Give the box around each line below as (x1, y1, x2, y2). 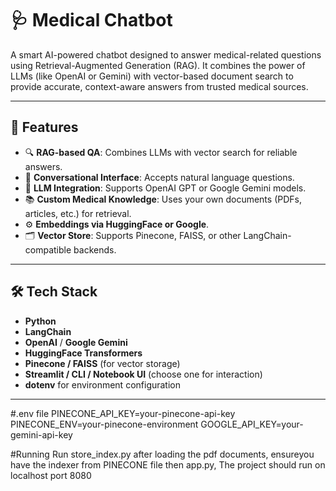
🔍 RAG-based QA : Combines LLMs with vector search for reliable (24, 146, 298, 158)
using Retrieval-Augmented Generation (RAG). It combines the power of (10, 59, 306, 71)
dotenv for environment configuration (24, 378, 182, 391)
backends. (73, 243, 117, 256)
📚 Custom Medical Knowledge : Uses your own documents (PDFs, (24, 193, 302, 205)
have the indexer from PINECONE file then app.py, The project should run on (10, 458, 326, 471)
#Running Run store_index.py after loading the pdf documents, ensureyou (10, 448, 315, 460)
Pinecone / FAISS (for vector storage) (24, 357, 181, 369)
